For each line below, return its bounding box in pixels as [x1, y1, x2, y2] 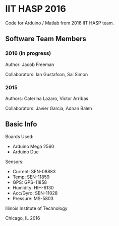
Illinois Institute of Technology [5, 205, 68, 211]
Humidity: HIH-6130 [12, 184, 54, 190]
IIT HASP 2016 [5, 3, 67, 15]
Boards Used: [5, 133, 34, 140]
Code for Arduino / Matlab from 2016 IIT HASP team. [5, 20, 114, 26]
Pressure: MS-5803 [12, 195, 54, 201]
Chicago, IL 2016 [5, 215, 40, 221]
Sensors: [5, 158, 24, 165]
